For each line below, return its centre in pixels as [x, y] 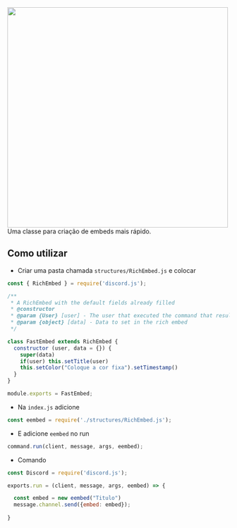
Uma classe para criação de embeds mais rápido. [79, 231]
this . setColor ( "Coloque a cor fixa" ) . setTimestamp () [99, 368]
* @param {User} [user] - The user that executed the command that [111, 316]
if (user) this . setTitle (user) [65, 361]
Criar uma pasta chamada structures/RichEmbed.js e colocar [107, 270]
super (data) [37, 355]
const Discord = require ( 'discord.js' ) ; [68, 473]
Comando [32, 460]
